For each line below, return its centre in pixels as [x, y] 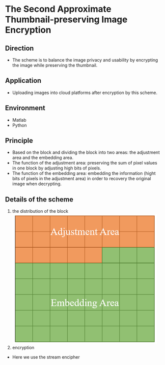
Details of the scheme [39, 199]
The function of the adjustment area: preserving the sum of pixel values [85, 163]
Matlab [19, 120]
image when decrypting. [37, 184]
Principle [19, 141]
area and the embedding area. [43, 158]
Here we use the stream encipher [46, 357]
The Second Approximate [58, 9]
